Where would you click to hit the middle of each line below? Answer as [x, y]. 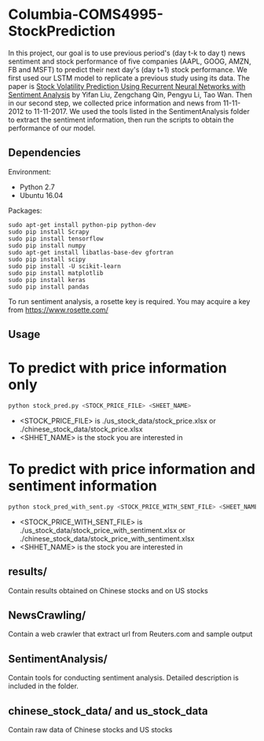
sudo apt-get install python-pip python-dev [82, 225]
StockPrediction [62, 31]
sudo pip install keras [47, 280]
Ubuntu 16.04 [41, 195]
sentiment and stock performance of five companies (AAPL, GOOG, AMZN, [130, 61]
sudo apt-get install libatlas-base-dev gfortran [91, 252]
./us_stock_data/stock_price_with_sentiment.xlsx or [103, 530]
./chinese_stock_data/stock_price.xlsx [81, 429]
